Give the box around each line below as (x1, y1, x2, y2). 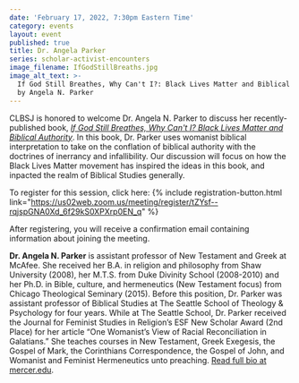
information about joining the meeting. (9, 233, 150, 243)
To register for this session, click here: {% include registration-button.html (9, 187, 283, 198)
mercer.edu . (9, 364, 55, 375)
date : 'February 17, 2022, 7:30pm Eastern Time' (9, 13, 194, 22)
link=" (9, 196, 31, 207)
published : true (9, 38, 70, 47)
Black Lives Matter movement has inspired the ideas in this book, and (9, 160, 266, 171)
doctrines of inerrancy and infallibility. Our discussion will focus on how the (9, 150, 286, 161)
